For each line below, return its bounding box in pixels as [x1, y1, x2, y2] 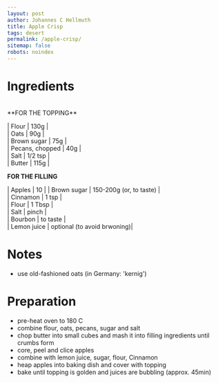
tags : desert [7, 29, 45, 37]
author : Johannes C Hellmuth [7, 17, 91, 24]
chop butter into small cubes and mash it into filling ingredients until [17, 331, 210, 339]
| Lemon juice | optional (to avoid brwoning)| [7, 222, 133, 230]
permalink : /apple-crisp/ [7, 36, 81, 43]
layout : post [7, 10, 45, 17]
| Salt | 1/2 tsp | [7, 151, 50, 160]
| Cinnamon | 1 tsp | [7, 193, 62, 201]
